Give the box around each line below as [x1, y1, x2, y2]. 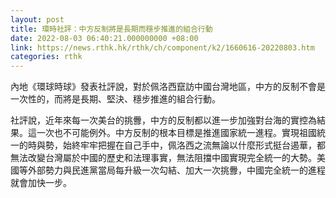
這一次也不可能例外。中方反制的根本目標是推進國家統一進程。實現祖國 [27, 127, 317, 139]
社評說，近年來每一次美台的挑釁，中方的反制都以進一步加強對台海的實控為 [10, 114, 317, 126]
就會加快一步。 [10, 177, 72, 189]
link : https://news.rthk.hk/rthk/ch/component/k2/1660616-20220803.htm [10, 42, 315, 53]
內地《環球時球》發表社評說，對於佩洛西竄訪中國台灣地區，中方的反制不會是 [10, 81, 326, 93]
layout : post [10, 14, 65, 25]
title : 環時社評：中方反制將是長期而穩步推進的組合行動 [10, 24, 213, 34]
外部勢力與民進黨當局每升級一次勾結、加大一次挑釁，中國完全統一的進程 [27, 164, 326, 176]
